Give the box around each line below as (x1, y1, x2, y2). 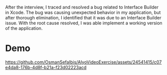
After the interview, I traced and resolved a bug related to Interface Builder (5, 4, 159, 10)
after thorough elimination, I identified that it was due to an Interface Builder (5, 15, 161, 20)
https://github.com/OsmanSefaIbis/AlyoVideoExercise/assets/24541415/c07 (5, 59, 162, 65)
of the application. (5, 25, 43, 31)
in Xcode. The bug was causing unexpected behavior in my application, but (5, 9, 161, 15)
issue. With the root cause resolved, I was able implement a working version (5, 20, 162, 26)
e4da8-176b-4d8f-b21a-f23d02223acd (5, 64, 87, 70)
